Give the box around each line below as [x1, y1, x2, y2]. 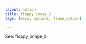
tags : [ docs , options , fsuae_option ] [5, 16, 82, 21]
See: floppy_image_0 [5, 33, 47, 39]
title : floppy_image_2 [5, 12, 51, 16]
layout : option [5, 7, 36, 12]
